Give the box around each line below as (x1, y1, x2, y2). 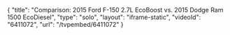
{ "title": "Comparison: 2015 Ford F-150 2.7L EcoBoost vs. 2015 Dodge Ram (7, 6, 224, 14)
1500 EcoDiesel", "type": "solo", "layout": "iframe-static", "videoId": (7, 13, 201, 21)
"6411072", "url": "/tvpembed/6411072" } (7, 21, 124, 28)
